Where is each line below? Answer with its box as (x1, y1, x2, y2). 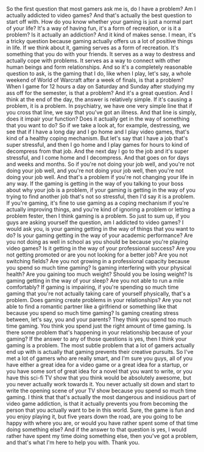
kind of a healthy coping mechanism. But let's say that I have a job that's (6, 135, 188, 142)
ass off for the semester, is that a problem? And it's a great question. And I (6, 90, 193, 96)
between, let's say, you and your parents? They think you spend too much (6, 316, 192, 323)
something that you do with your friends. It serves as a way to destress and (6, 51, 195, 57)
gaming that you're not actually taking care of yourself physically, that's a (6, 290, 191, 297)
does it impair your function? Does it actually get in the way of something (6, 115, 190, 122)
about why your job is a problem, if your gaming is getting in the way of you (6, 186, 196, 194)
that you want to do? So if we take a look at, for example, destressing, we (6, 122, 190, 129)
